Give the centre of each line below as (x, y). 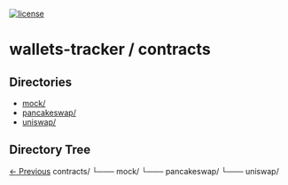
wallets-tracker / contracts (110, 50)
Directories (41, 82)
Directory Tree (50, 150)
